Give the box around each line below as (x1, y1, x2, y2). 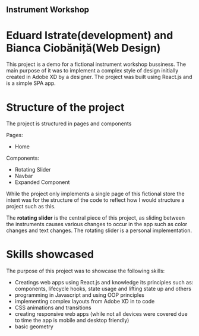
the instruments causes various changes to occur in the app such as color (6, 221, 188, 228)
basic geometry (14, 323, 53, 330)
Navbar (14, 172, 33, 180)
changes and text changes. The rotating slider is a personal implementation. (6, 227, 192, 234)
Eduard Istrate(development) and (6, 28, 173, 42)
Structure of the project (6, 100, 125, 114)
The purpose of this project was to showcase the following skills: (6, 267, 165, 275)
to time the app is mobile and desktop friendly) (14, 317, 129, 324)
